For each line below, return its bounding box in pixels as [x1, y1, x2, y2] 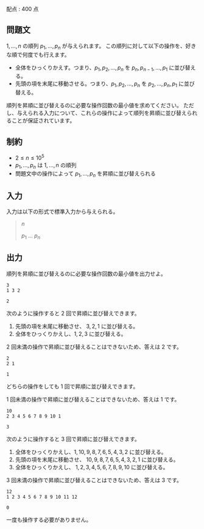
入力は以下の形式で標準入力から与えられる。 [6, 208, 119, 215]
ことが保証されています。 [11, 117, 76, 124]
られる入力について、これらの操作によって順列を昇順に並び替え [27, 109, 187, 117]
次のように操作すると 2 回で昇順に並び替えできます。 [6, 310, 140, 317]
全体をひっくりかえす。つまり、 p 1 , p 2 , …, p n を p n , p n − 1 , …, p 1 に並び [15, 63, 186, 73]
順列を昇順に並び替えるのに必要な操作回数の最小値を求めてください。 [6, 102, 183, 109]
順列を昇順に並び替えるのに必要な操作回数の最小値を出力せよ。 [6, 270, 166, 277]
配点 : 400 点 [6, 5, 39, 12]
